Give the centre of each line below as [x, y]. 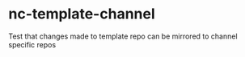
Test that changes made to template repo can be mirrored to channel [123, 36]
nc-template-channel [82, 14]
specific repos [32, 44]
